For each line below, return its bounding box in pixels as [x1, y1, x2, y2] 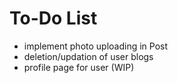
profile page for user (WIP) [23, 61, 135, 73]
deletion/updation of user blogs [23, 50, 154, 62]
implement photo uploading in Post [23, 40, 169, 52]
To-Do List [9, 7, 98, 30]
